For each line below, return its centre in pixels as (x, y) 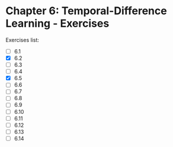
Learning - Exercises (57, 23)
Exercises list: (22, 40)
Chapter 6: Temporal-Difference (86, 11)
